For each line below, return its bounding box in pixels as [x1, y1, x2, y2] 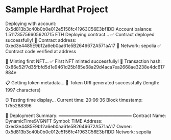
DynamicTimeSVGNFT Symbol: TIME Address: [5, 118, 103, 124]
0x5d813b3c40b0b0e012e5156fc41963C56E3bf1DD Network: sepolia [5, 129, 152, 135]
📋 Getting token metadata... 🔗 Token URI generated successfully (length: [5, 79, 159, 85]
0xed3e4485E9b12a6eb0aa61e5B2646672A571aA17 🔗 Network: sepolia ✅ [5, 42, 162, 49]
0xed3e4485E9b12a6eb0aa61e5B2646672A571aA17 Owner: [5, 123, 132, 129]
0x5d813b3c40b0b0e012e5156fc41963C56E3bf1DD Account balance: [5, 26, 153, 32]
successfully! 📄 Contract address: [5, 37, 77, 43]
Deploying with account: [5, 20, 57, 27]
